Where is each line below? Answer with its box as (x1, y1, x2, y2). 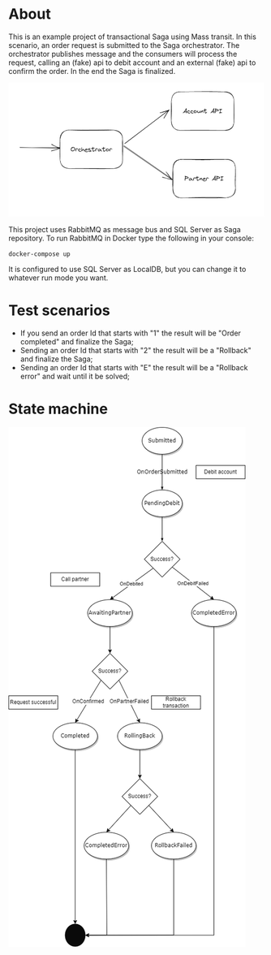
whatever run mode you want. (8, 273, 109, 283)
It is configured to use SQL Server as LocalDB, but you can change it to (8, 264, 247, 274)
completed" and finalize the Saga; (19, 336, 134, 346)
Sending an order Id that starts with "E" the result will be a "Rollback (19, 362, 248, 372)
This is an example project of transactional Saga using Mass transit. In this (8, 32, 257, 41)
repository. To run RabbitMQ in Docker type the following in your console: (8, 233, 254, 243)
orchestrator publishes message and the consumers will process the (8, 49, 238, 58)
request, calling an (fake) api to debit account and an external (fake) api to (8, 58, 256, 67)
